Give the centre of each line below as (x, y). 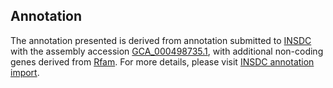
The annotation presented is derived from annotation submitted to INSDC (161, 40)
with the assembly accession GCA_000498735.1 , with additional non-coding (167, 51)
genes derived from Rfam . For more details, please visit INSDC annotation (162, 61)
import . (25, 72)
